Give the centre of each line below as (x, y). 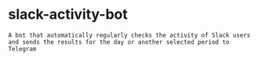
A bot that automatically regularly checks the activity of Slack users (129, 35)
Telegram (22, 48)
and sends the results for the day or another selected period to (119, 42)
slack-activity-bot (68, 14)
